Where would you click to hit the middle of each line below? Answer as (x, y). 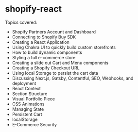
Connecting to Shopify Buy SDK (44, 37)
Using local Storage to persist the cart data (55, 73)
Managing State (28, 109)
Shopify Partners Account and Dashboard (54, 32)
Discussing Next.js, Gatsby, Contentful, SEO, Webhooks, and (73, 78)
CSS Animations (28, 104)
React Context (26, 88)
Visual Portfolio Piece (33, 99)
